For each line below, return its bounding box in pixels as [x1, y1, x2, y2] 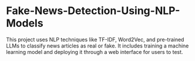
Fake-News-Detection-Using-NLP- [6, 4, 180, 18]
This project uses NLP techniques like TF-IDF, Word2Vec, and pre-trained [6, 36, 184, 43]
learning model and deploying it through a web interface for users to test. [6, 48, 183, 55]
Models [6, 16, 43, 30]
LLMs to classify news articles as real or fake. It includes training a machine [6, 42, 189, 49]
